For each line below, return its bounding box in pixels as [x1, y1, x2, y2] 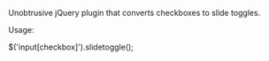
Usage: [8, 25, 35, 34]
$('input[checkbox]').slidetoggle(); [8, 42, 134, 52]
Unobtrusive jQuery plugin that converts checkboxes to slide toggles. [8, 8, 261, 18]
